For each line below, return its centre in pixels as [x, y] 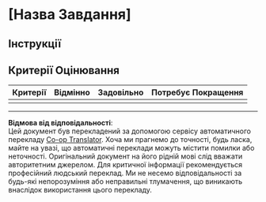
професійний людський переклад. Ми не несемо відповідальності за [125, 173]
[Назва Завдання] [70, 15]
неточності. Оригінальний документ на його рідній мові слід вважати [125, 156]
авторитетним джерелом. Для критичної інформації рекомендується [125, 165]
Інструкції [35, 44]
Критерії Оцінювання [64, 70]
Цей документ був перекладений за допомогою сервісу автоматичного [130, 131]
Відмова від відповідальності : [61, 123]
